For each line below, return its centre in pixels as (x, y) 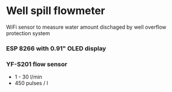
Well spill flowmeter (56, 11)
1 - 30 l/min (28, 77)
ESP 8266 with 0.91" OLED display (56, 48)
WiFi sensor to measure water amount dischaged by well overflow (86, 27)
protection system (28, 33)
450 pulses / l (31, 83)
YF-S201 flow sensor (37, 64)
